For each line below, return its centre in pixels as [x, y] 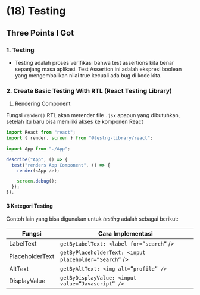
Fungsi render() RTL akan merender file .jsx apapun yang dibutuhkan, [93, 115]
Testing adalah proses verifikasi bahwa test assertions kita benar [94, 62]
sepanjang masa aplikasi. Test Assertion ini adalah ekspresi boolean [98, 69]
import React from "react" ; [41, 133]
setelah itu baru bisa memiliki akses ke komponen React [75, 122]
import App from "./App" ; [38, 149]
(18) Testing [36, 11]
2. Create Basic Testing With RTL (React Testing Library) [89, 90]
